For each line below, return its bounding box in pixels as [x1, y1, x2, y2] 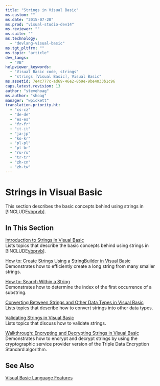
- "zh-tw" [10, 164, 31, 169]
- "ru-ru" [10, 150, 31, 155]
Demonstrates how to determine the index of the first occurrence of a [5, 284, 152, 290]
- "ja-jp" [10, 131, 31, 136]
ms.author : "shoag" [5, 93, 47, 98]
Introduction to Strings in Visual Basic [5, 237, 84, 243]
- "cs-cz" [10, 107, 31, 112]
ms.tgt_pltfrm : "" [5, 46, 44, 51]
